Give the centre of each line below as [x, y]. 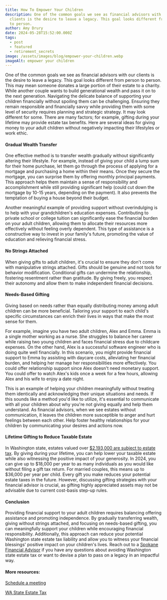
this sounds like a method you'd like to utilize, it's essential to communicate [82, 399]
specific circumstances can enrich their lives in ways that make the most [80, 316]
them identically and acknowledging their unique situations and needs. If [80, 394]
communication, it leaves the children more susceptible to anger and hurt [80, 415]
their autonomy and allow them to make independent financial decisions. [80, 283]
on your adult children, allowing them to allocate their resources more [76, 224]
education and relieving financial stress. [46, 239]
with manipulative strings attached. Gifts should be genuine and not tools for [83, 267]
